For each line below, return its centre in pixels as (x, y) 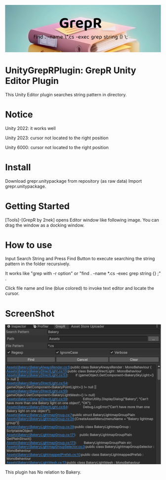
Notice (19, 114)
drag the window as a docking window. (45, 225)
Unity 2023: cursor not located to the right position (57, 138)
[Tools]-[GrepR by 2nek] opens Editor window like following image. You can (82, 220)
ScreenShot (30, 313)
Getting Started (38, 206)
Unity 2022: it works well (30, 128)
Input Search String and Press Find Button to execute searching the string (80, 259)
